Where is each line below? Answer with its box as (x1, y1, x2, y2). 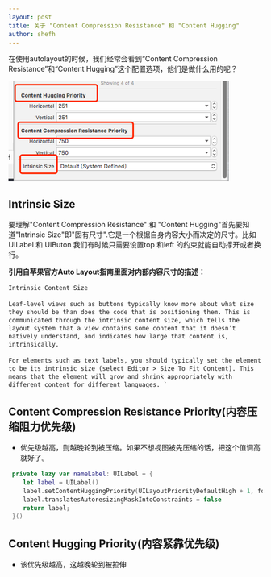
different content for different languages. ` (8, 381, 168, 389)
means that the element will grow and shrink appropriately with (8, 373, 232, 381)
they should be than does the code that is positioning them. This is (8, 309, 251, 317)
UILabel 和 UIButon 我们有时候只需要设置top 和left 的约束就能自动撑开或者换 (8, 240, 261, 250)
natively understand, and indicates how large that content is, (8, 333, 229, 341)
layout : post (8, 13, 52, 21)
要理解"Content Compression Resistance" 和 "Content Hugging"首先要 (8, 220, 243, 230)
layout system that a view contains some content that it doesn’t (8, 325, 236, 333)
